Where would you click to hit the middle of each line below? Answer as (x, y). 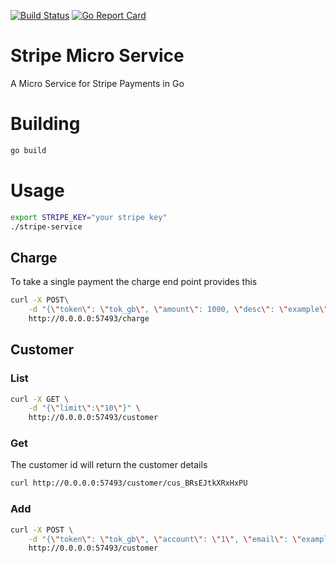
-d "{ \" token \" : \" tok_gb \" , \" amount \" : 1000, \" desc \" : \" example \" (178, 310)
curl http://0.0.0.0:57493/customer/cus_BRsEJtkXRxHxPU (129, 483)
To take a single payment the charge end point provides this (134, 282)
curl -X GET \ (40, 399)
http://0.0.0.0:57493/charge (89, 319)
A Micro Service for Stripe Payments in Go (97, 83)
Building (45, 124)
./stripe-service (46, 226)
